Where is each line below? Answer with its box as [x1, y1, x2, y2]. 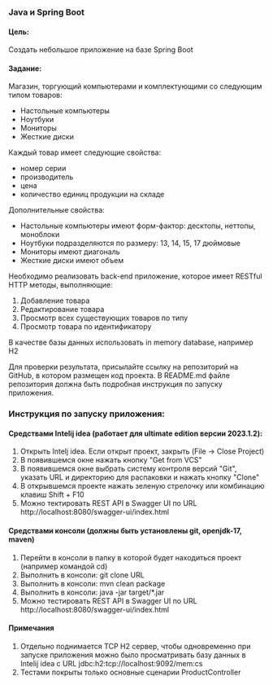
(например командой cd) [19, 561, 108, 571]
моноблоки [19, 230, 60, 239]
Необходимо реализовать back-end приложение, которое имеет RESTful [8, 271, 262, 281]
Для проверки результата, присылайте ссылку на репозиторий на [8, 362, 239, 372]
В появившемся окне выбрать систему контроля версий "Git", [19, 463, 237, 474]
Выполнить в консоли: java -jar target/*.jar [19, 587, 165, 597]
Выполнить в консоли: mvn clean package [19, 578, 166, 588]
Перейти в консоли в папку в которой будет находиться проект [19, 552, 242, 562]
